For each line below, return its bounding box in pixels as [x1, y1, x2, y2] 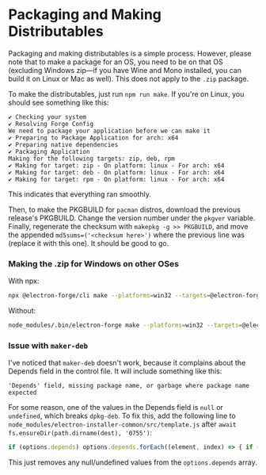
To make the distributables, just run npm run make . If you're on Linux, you [8, 89, 245, 98]
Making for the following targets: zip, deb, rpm [8, 155, 176, 163]
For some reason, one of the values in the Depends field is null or [8, 403, 224, 412]
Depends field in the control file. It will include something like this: [8, 366, 222, 376]
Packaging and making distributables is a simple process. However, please [8, 48, 252, 58]
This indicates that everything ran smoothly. [8, 189, 152, 199]
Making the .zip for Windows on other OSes [8, 258, 180, 269]
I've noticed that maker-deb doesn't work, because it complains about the [8, 358, 246, 368]
